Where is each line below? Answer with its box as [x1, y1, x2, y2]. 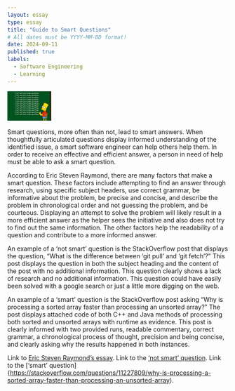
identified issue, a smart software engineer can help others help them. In [7, 143, 217, 151]
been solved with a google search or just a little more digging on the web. [7, 281, 220, 290]
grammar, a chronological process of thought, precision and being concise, [7, 332, 224, 340]
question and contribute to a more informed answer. [7, 230, 158, 239]
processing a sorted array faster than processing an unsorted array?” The [7, 303, 221, 311]
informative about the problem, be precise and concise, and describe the [7, 193, 218, 201]
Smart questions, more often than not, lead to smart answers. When [7, 127, 203, 136]
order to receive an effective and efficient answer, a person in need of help [7, 150, 224, 158]
